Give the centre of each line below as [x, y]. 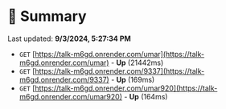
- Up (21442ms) [137, 63]
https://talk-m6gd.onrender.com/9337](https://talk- [120, 71]
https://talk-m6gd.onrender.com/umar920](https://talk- [126, 88]
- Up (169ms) [133, 79]
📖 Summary [47, 16]
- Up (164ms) [146, 96]
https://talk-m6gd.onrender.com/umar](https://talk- [120, 54]
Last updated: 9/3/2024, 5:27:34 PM [70, 38]
